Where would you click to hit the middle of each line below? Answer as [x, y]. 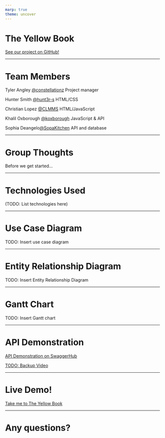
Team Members [38, 76]
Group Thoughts [39, 152]
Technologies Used [45, 191]
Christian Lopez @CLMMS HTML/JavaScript [50, 109]
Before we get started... [29, 166]
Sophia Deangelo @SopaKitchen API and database [56, 128]
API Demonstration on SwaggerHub [41, 356]
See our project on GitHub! [32, 52]
